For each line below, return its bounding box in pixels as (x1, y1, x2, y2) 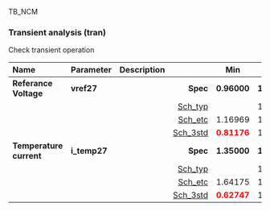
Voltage (12, 88, 43, 99)
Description (119, 64, 166, 76)
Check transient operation (8, 45, 95, 55)
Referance (12, 78, 53, 89)
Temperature (12, 140, 63, 151)
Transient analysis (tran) (8, 27, 107, 38)
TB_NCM (8, 7, 39, 16)
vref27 (71, 83, 98, 94)
